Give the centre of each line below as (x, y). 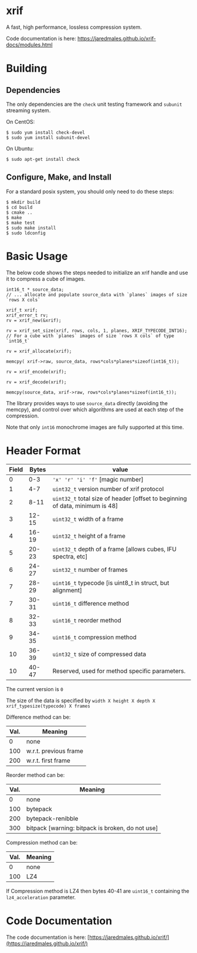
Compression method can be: (42, 842)
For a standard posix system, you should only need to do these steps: (90, 191)
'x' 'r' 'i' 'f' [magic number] (98, 479)
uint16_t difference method (91, 603)
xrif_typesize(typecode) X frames (48, 706)
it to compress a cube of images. (46, 279)
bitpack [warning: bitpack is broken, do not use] (92, 828)
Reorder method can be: (35, 775)
